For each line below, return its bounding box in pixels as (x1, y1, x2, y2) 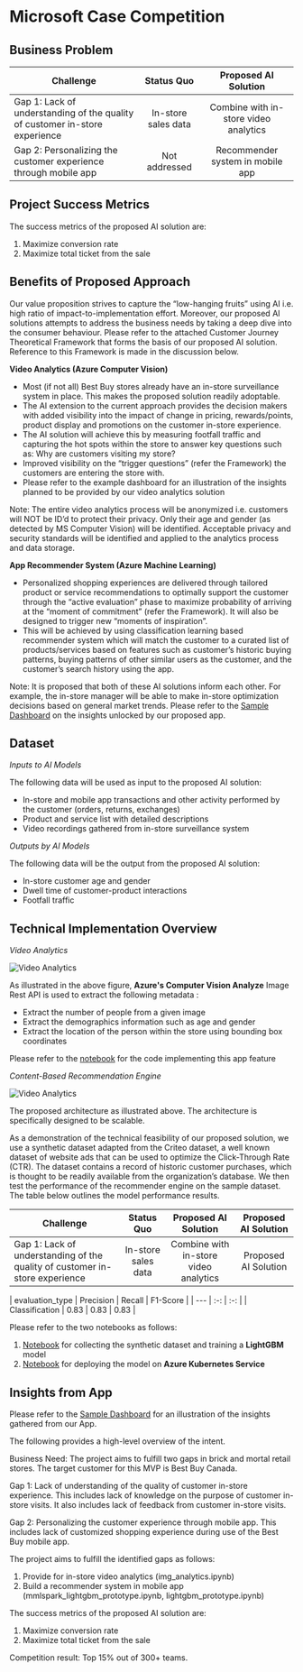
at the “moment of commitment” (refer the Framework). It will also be (22, 606, 280, 617)
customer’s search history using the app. (22, 663, 174, 674)
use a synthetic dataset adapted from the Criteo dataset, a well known (9, 1143, 271, 1153)
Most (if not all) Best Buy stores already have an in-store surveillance (22, 381, 280, 391)
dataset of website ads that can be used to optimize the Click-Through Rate (9, 1152, 290, 1162)
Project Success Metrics (9, 197, 151, 213)
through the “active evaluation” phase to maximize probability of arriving (22, 596, 292, 607)
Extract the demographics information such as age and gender (22, 1016, 256, 1027)
